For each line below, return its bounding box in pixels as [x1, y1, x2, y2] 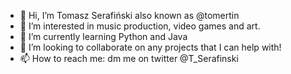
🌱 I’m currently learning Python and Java [19, 31, 188, 42]
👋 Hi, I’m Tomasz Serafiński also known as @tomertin [19, 10, 240, 21]
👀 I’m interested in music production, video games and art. [19, 20, 261, 32]
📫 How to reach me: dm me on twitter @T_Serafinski [19, 53, 239, 64]
